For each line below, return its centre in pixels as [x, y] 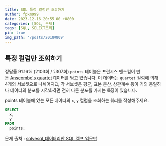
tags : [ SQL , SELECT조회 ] [30, 28]
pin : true [15, 33]
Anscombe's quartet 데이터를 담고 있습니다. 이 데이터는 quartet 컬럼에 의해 [84, 78]
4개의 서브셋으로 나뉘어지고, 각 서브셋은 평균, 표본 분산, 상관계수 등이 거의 [76, 84]
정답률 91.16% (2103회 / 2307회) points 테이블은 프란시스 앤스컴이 [70, 71]
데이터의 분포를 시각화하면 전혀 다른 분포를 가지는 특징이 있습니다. [74, 90]
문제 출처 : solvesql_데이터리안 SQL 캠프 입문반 [51, 139]
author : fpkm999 [22, 14]
